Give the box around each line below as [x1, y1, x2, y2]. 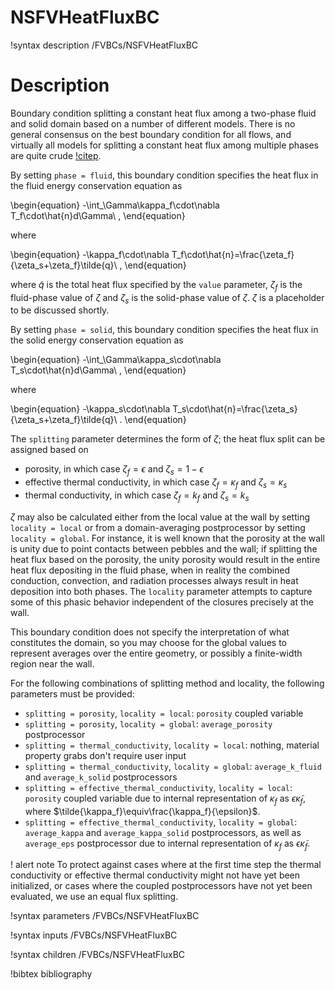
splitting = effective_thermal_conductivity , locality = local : [24, 781, 293, 793]
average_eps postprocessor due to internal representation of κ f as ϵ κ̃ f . [24, 837, 311, 851]
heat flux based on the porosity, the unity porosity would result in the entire [10, 553, 321, 565]
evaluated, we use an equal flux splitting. [10, 891, 179, 903]
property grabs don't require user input [24, 749, 187, 761]
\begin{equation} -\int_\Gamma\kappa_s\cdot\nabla [10, 354, 222, 366]
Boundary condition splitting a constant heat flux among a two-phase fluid [10, 107, 317, 119]
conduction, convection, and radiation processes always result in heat [10, 574, 299, 586]
